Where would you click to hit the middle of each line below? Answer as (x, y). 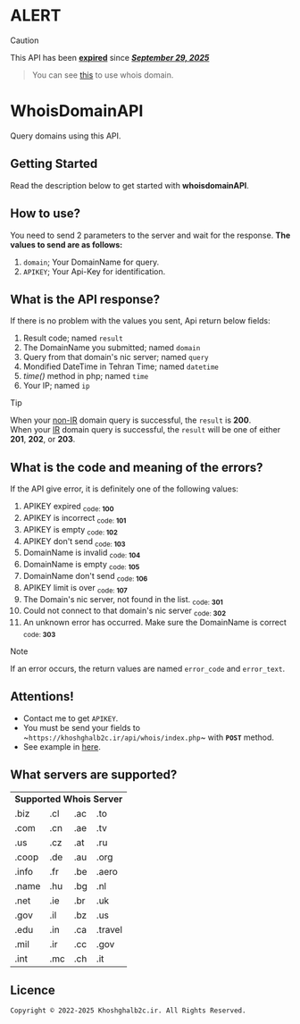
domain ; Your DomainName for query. (91, 262)
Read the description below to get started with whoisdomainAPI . (129, 185)
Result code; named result (73, 338)
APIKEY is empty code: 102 (71, 530)
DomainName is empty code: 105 (81, 566)
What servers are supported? (94, 775)
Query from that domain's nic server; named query (116, 357)
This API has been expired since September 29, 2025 (110, 57)
